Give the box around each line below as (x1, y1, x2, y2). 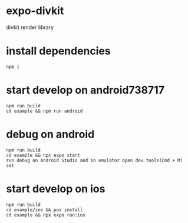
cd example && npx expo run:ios (6, 212, 85, 218)
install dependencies (6, 44, 111, 58)
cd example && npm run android (6, 108, 83, 114)
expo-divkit (6, 4, 64, 18)
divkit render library (6, 24, 54, 31)
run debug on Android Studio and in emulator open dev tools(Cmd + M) (6, 158, 183, 163)
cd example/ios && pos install (6, 206, 83, 213)
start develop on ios (6, 182, 105, 195)
